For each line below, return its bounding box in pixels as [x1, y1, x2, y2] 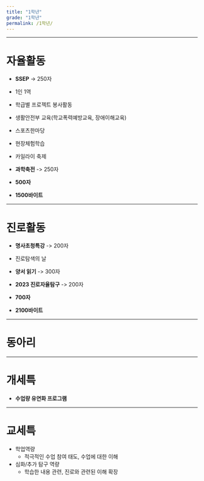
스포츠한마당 [15, 127, 46, 134]
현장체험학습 [15, 140, 46, 147]
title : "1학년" [6, 9, 42, 15]
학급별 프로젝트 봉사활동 [15, 101, 73, 108]
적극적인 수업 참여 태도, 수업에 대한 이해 [24, 453, 118, 460]
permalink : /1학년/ [6, 20, 53, 26]
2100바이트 [15, 306, 44, 314]
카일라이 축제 [15, 153, 47, 160]
